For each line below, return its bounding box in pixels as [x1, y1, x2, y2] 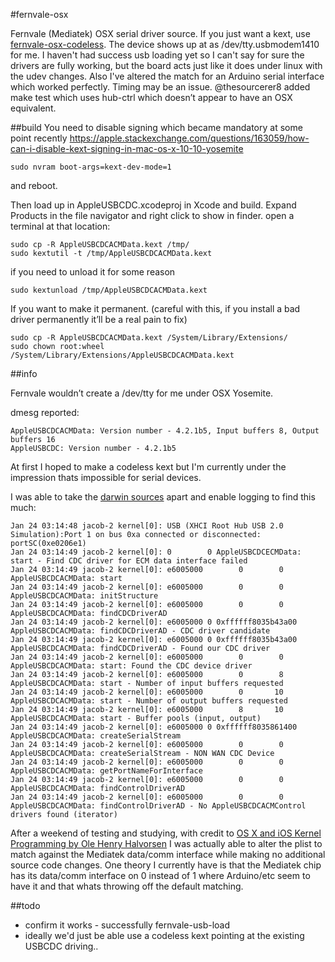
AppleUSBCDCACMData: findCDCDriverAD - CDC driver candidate [10, 626, 271, 636]
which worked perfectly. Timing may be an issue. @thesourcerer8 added [10, 81, 311, 93]
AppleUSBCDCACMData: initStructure [10, 591, 159, 601]
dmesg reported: [10, 407, 80, 418]
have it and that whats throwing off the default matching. [10, 880, 244, 892]
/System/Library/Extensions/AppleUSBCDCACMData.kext [10, 350, 235, 360]
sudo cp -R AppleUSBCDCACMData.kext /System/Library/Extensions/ [10, 333, 288, 343]
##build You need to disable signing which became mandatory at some [10, 122, 303, 133]
